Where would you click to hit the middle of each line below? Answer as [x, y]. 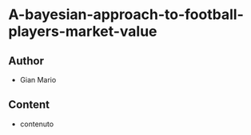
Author [26, 61]
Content [29, 105]
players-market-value [83, 31]
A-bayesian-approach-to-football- [126, 15]
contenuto [37, 124]
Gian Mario [38, 80]
